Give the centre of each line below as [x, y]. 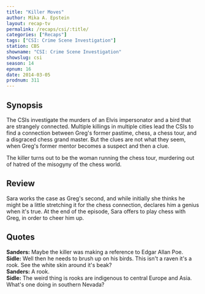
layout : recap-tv [28, 23]
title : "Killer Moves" [35, 12]
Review [21, 183]
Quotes [21, 237]
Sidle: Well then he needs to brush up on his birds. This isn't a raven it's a [99, 258]
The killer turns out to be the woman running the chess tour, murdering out [100, 157]
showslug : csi [24, 58]
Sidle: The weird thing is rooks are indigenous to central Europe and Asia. [99, 278]
